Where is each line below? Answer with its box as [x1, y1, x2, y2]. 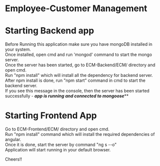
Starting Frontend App [5, 110, 97, 121]
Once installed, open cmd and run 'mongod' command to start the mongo [5, 52, 152, 57]
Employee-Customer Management [5, 3, 147, 14]
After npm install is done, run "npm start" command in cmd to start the [5, 77, 145, 83]
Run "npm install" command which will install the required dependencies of [5, 131, 155, 137]
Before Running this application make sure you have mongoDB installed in [5, 41, 153, 47]
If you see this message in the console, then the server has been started [5, 88, 149, 94]
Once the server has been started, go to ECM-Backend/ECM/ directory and [5, 62, 156, 68]
